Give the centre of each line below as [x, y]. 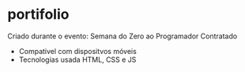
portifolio [38, 14]
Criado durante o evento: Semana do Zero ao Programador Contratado [122, 36]
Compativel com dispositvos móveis [78, 51]
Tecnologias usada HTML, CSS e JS [77, 59]
